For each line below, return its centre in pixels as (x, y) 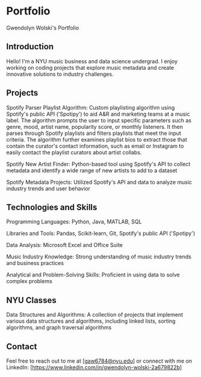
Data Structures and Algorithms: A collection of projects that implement (95, 315)
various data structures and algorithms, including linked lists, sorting (91, 321)
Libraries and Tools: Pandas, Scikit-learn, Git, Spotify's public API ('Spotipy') (101, 234)
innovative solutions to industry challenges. (60, 74)
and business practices (35, 263)
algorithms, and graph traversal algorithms (59, 328)
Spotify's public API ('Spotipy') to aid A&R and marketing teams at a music (98, 114)
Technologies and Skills (52, 207)
